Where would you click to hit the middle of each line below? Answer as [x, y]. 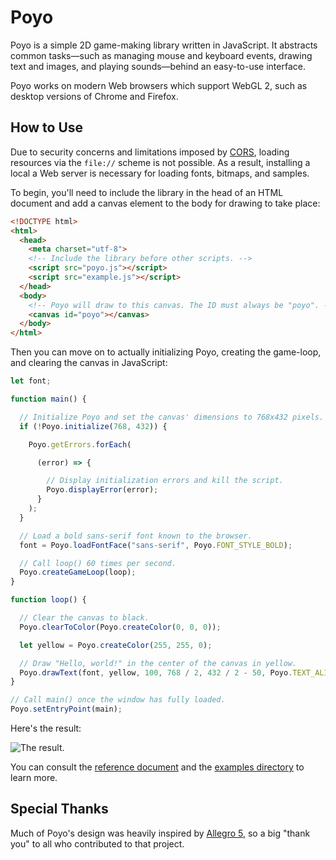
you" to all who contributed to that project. [97, 843]
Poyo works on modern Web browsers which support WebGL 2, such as [159, 85]
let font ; [31, 381]
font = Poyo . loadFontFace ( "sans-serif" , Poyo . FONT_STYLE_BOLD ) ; [156, 545]
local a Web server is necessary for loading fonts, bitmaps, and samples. [160, 173]
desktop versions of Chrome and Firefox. [94, 96]
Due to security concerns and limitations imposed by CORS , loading [150, 152]
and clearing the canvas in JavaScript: [89, 363]
